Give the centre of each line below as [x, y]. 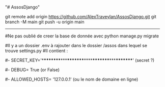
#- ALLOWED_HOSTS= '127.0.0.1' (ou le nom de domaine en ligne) [72, 79]
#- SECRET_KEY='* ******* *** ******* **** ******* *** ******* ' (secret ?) [80, 60]
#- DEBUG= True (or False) [32, 70]
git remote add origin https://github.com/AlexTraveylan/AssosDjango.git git [81, 16]
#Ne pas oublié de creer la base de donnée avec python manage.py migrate [82, 36]
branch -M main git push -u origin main [45, 22]
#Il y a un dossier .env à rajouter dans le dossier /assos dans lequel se [76, 45]
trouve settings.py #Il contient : [37, 51]
